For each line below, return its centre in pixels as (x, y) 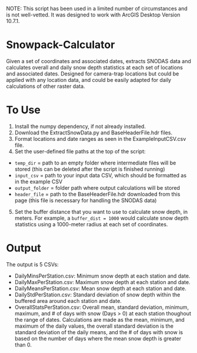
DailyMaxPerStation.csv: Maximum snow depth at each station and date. (102, 282)
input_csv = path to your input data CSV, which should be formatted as (101, 175)
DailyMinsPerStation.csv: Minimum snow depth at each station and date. (102, 276)
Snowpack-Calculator (61, 45)
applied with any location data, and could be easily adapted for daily (89, 80)
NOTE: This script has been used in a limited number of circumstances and (97, 9)
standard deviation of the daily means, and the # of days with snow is (99, 332)
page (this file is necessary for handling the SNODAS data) (86, 200)
